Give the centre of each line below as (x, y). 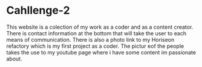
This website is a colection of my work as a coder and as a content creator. (100, 27)
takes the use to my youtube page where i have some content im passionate (101, 52)
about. (14, 59)
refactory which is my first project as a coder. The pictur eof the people (95, 46)
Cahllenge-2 (38, 10)
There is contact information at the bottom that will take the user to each (96, 33)
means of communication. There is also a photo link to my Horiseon (90, 39)
